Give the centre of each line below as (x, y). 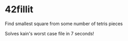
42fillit (19, 9)
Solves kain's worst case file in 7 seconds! (49, 33)
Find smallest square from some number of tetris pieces (64, 24)
